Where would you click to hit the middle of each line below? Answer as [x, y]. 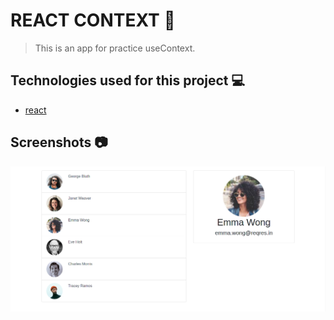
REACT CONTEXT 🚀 [93, 20]
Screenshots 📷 [59, 142]
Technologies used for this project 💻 [128, 80]
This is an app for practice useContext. [115, 48]
